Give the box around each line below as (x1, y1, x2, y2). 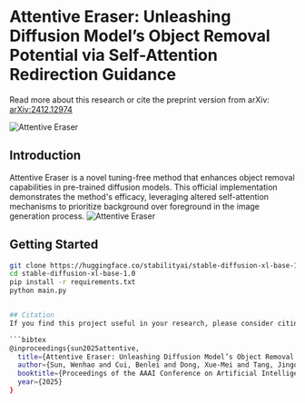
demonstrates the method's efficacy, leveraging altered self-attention (9, 191, 270, 201)
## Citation (9, 310, 54, 319)
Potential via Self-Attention (9, 45, 218, 65)
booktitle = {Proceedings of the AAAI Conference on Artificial (17, 369, 258, 378)
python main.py (9, 286, 67, 296)
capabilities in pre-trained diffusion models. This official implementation (9, 182, 279, 192)
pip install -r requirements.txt (9, 278, 136, 287)
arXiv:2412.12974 (9, 103, 73, 114)
